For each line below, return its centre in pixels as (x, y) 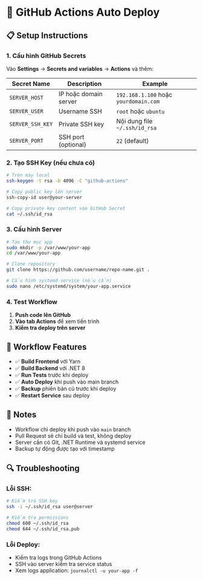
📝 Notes (21, 415)
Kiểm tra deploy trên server (50, 328)
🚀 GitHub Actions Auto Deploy (83, 12)
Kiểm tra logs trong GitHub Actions (58, 558)
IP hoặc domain (80, 94)
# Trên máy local (28, 175)
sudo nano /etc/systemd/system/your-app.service (69, 286)
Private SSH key (81, 124)
